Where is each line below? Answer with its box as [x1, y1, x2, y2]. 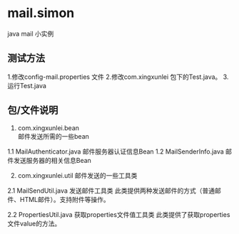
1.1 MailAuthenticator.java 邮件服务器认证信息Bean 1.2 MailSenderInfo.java [7, 147, 225, 156]
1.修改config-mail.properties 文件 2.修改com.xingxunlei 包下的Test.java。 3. [7, 73, 229, 81]
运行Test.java [7, 81, 46, 90]
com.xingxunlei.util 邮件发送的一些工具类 [17, 171, 138, 179]
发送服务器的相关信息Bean [13, 156, 91, 164]
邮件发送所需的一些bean [17, 132, 89, 140]
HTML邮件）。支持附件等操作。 [19, 195, 111, 203]
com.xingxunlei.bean [17, 123, 80, 132]
